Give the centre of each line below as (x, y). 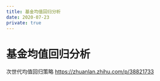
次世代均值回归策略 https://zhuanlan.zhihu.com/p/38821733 (80, 71)
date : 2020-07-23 (28, 17)
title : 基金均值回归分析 (34, 12)
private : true (24, 23)
